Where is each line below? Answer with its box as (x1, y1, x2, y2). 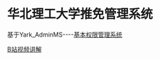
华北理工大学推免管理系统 (7, 6, 154, 22)
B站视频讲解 (7, 45, 42, 53)
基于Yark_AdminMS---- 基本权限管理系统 (7, 30, 123, 39)
